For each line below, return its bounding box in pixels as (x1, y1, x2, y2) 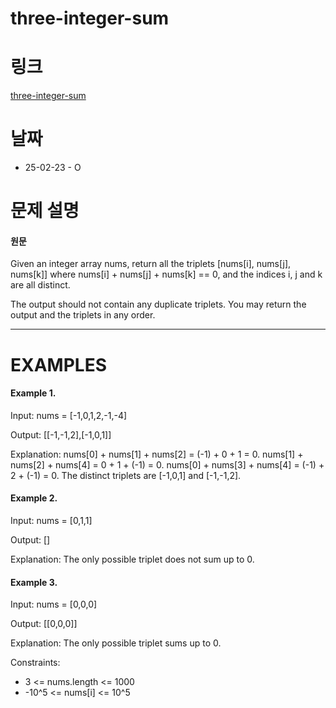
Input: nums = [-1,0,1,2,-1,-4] (10, 409, 128, 421)
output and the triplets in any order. (10, 309, 156, 321)
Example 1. (10, 387, 57, 399)
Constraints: (10, 657, 61, 669)
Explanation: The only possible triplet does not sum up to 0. (10, 553, 255, 566)
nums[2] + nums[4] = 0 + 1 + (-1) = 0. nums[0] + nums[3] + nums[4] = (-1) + (10, 458, 325, 471)
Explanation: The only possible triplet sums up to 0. (10, 637, 222, 649)
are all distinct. (10, 279, 71, 291)
